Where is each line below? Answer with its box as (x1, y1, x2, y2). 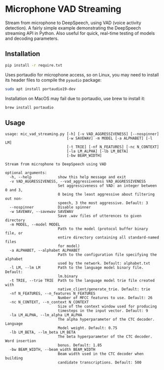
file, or (5, 231, 23, 236)
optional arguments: (5, 170, 48, 175)
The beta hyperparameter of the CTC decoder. (57, 334, 153, 339)
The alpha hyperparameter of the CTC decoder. (57, 317, 155, 322)
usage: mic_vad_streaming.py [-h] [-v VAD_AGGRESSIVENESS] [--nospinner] (5, 132, 160, 136)
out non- (5, 196, 23, 202)
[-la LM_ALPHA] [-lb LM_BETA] (66, 149, 129, 154)
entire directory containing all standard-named (57, 235, 160, 240)
